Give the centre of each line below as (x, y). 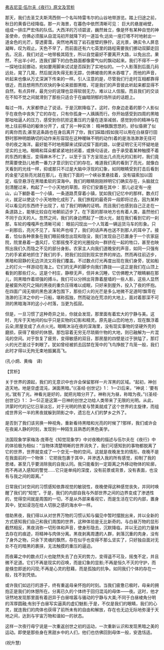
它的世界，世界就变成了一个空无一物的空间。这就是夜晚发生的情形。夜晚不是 (82, 452)
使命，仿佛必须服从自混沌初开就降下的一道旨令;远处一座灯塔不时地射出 (81, 36)
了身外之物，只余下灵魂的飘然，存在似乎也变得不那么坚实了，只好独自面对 (80, 540)
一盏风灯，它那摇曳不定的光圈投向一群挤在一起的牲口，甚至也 (92, 242)
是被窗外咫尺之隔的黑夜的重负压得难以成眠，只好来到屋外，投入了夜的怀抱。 (82, 285)
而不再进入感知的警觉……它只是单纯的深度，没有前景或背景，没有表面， (77, 470)
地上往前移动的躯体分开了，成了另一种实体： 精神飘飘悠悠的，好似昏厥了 (78, 126)
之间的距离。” (31, 476)
